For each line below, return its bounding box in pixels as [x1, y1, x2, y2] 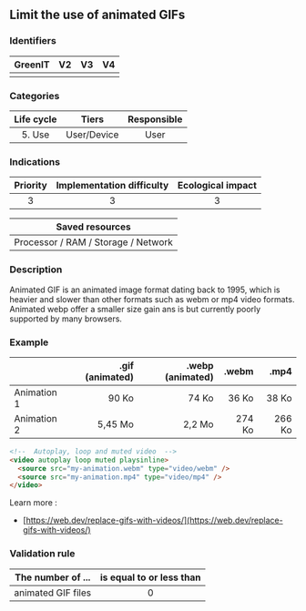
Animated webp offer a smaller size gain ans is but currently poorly [9, 303, 261, 314]
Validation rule [9, 547, 76, 560]
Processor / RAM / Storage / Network [14, 236, 173, 249]
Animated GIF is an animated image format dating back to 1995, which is [9, 284, 280, 295]
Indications [9, 155, 61, 168]
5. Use [21, 127, 50, 140]
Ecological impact [177, 179, 258, 192]
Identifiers [9, 35, 56, 47]
